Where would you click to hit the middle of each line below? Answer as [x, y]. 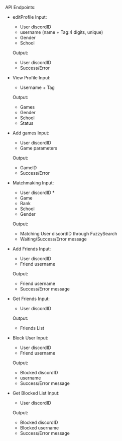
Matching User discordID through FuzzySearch [69, 234]
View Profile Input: [32, 78]
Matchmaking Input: [33, 183]
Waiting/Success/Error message [53, 239]
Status [27, 123]
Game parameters [39, 148]
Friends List [32, 328]
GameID [28, 168]
